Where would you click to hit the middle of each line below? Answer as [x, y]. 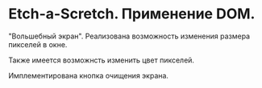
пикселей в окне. [38, 44]
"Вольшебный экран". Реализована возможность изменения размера [129, 36]
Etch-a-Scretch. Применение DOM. [132, 14]
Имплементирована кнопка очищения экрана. [89, 75]
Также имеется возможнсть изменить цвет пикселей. [102, 60]
